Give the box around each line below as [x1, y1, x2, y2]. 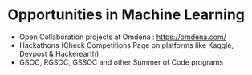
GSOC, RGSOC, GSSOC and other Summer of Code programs [18, 57, 224, 67]
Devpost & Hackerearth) [18, 49, 100, 58]
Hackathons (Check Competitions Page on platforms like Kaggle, [18, 40, 234, 49]
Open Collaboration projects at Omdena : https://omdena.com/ [18, 32, 226, 41]
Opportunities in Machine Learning [7, 6, 246, 24]
